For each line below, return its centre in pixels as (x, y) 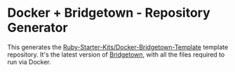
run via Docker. (29, 62)
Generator (38, 28)
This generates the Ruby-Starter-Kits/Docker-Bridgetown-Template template (118, 47)
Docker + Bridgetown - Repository (109, 13)
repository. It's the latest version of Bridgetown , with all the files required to (116, 55)
